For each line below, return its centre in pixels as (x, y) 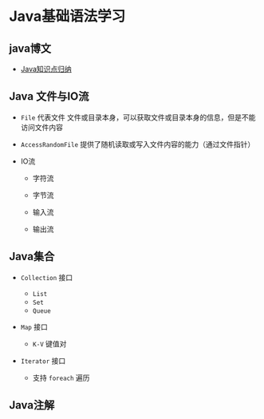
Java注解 (32, 405)
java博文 (30, 48)
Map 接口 (34, 326)
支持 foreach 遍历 (61, 377)
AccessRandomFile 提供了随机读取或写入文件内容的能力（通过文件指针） (138, 144)
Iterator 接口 (43, 361)
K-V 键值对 (49, 343)
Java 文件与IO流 (49, 97)
